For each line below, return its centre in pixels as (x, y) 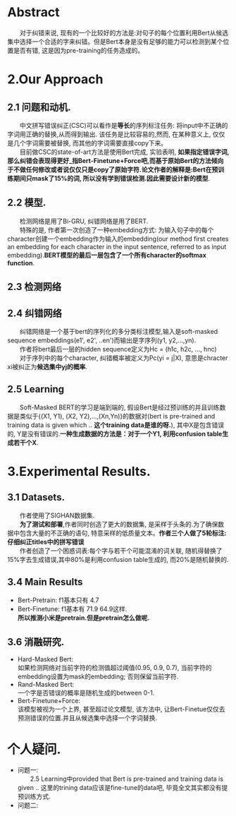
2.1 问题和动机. (39, 107)
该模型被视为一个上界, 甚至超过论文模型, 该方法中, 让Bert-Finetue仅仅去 (121, 709)
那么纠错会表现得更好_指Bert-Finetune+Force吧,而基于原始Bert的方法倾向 (116, 160)
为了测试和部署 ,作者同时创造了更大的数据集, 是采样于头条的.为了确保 (119, 524)
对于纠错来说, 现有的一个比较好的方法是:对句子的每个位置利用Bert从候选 (124, 32)
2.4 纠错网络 (35, 313)
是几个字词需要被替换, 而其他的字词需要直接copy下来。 (87, 143)
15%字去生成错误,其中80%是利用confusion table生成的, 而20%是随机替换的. (118, 559)
